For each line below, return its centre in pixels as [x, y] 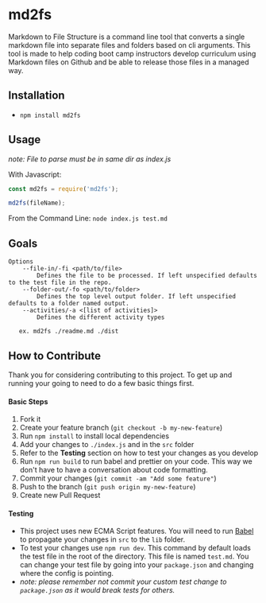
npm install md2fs [50, 115]
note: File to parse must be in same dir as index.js [90, 159]
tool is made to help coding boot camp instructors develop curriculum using [132, 53]
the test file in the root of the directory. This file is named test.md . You [134, 556]
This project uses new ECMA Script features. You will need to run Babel [137, 531]
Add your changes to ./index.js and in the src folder [107, 445]
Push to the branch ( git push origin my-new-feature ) [108, 487]
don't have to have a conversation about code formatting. [114, 470]
